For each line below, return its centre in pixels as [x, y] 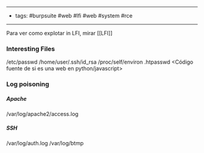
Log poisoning [28, 84]
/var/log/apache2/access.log [42, 114]
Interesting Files [31, 49]
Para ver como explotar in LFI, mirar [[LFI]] [59, 33]
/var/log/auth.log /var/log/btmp [45, 143]
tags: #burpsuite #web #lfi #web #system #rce [74, 15]
